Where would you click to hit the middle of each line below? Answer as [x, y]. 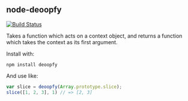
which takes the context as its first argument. [62, 42]
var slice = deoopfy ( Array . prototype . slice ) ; [64, 87]
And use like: [22, 76]
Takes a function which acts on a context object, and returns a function [94, 36]
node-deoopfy [34, 10]
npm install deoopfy [32, 65]
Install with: [20, 54]
